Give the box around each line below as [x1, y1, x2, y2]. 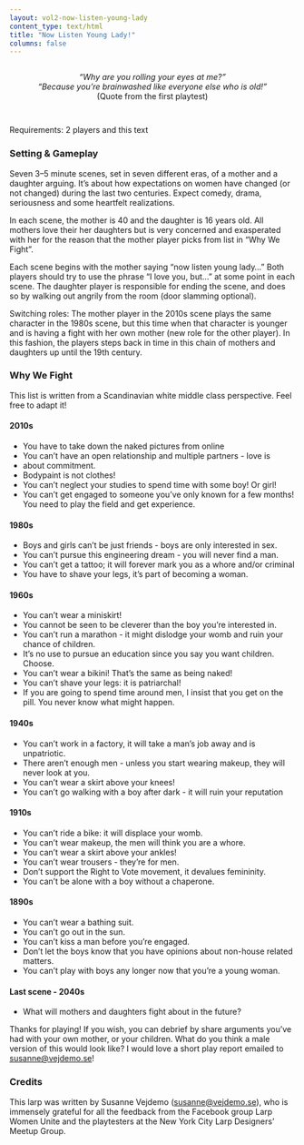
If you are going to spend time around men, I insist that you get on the [22, 687, 284, 698]
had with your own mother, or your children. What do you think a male [9, 1034, 270, 1045]
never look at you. [22, 766, 91, 778]
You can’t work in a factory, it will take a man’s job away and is [22, 738, 256, 749]
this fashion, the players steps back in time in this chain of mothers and [9, 337, 276, 348]
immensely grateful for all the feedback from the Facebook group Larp [9, 1106, 273, 1117]
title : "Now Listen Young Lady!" [9, 30, 136, 39]
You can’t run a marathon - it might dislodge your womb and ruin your [22, 629, 284, 640]
